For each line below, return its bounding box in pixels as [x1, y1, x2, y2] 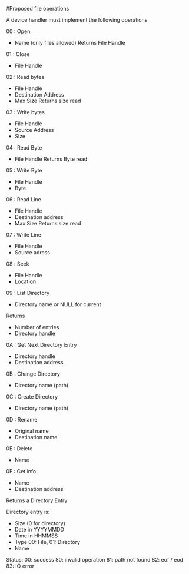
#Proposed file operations [6, 5, 69, 12]
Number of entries [14, 324, 59, 330]
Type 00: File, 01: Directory [14, 539, 81, 545]
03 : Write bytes [6, 109, 45, 115]
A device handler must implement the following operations [6, 16, 148, 23]
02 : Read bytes [6, 74, 45, 80]
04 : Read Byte [6, 144, 42, 151]
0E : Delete [6, 445, 33, 452]
